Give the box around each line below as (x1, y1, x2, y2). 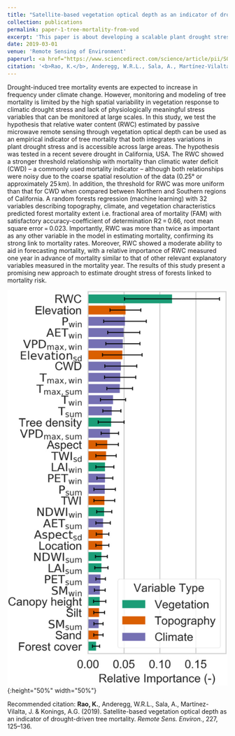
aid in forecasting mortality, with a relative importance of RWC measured (7, 246, 217, 254)
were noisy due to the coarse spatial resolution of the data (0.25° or (7, 172, 203, 180)
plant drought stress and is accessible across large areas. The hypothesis (7, 142, 220, 150)
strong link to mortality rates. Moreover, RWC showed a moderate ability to (7, 238, 222, 247)
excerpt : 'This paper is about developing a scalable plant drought (7, 34, 211, 41)
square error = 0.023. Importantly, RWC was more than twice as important (7, 224, 220, 232)
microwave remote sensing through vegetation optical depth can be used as (7, 127, 227, 136)
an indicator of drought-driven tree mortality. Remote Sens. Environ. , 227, (7, 715, 218, 723)
